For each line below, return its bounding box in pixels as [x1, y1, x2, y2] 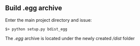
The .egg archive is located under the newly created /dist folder [5, 35, 135, 41]
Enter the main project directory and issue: [5, 17, 92, 23]
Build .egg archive [5, 4, 62, 12]
